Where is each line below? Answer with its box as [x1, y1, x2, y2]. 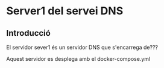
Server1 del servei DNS [6, 4, 124, 18]
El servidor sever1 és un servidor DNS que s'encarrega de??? [6, 44, 159, 51]
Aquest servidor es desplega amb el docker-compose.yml [6, 55, 151, 62]
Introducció [6, 28, 51, 38]
